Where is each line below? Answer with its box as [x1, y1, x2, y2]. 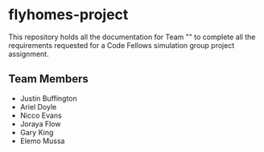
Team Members [8, 72, 89, 86]
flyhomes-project [8, 6, 129, 24]
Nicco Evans [19, 110, 62, 120]
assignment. [8, 49, 50, 58]
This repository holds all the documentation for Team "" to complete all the [8, 32, 256, 42]
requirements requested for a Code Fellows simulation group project [8, 40, 235, 50]
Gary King [19, 127, 54, 137]
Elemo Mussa [19, 136, 65, 146]
